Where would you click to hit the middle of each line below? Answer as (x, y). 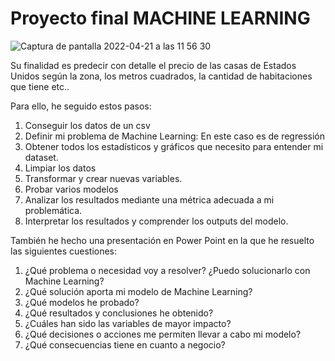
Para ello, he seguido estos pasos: (81, 106)
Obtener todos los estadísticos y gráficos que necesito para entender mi (174, 146)
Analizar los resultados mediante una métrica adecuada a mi (149, 199)
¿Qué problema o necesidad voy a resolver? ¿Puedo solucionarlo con (167, 270)
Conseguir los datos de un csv (87, 125)
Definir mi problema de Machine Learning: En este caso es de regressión (174, 136)
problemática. (53, 210)
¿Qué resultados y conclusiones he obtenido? (119, 313)
